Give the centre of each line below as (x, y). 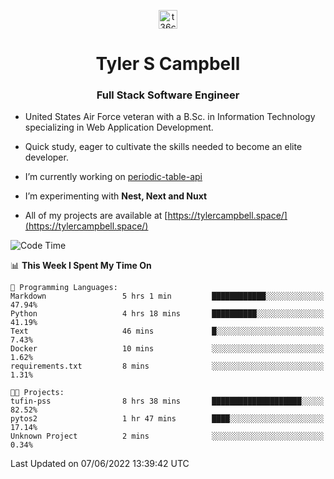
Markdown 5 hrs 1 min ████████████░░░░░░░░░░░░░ (167, 296)
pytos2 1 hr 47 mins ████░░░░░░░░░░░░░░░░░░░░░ (167, 419)
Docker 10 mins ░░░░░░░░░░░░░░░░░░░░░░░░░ (167, 349)
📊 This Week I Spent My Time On (81, 266)
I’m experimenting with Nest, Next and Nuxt (116, 196)
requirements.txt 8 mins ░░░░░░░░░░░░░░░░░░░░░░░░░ (167, 366)
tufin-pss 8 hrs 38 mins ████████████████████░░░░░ (167, 401)
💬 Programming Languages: (64, 288)
